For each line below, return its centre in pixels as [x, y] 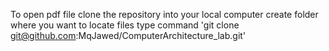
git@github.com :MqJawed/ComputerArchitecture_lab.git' [128, 35]
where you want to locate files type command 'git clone [125, 25]
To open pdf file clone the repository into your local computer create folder [164, 14]
